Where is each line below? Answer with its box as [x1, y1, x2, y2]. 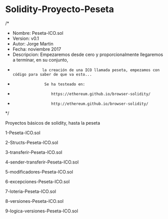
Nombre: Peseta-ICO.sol [12, 30, 64, 36]
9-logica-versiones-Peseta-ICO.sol [5, 208, 78, 214]
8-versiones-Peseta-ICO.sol [5, 198, 64, 204]
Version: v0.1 [12, 35, 39, 41]
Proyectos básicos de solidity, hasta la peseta [5, 120, 100, 126]
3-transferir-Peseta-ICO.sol [5, 149, 63, 155]
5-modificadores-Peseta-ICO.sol [5, 169, 73, 175]
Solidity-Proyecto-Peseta [5, 4, 115, 15]
